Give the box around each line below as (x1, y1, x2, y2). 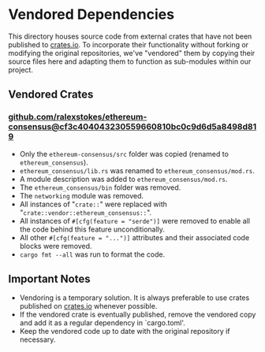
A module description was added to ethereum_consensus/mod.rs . (19, 174, 228, 183)
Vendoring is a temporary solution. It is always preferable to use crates (19, 293, 250, 302)
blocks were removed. (19, 241, 92, 250)
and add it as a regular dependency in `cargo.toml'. (19, 318, 185, 328)
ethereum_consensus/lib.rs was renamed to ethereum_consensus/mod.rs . (19, 165, 255, 175)
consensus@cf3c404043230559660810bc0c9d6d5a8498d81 (8, 121, 257, 132)
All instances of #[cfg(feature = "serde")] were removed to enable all (19, 216, 251, 225)
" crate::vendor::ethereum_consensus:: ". (19, 207, 152, 217)
